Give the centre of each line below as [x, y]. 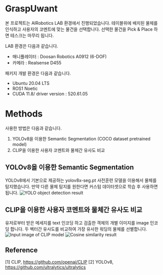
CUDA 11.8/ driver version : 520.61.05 [50, 94]
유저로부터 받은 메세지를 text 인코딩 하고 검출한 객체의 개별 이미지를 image [77, 223]
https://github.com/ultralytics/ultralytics [45, 267]
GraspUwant [31, 9]
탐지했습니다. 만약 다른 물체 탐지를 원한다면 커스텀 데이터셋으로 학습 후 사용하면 [81, 186]
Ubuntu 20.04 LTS [31, 83]
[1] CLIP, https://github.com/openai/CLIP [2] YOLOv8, [59, 262]
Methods [24, 114]
